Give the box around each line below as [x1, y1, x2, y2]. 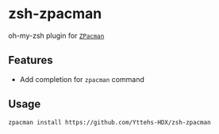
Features [8, 54, 53, 67]
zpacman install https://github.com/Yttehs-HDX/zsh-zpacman [8, 118, 212, 126]
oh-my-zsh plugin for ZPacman [8, 31, 105, 40]
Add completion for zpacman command [19, 74, 144, 84]
